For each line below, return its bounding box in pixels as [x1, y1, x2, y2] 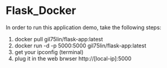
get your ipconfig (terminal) [14, 48, 83, 55]
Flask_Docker [5, 4, 77, 18]
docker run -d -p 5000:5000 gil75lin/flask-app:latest [14, 42, 147, 49]
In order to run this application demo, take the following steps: [5, 24, 162, 31]
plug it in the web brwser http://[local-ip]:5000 [14, 55, 132, 62]
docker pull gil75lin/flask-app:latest [14, 35, 103, 42]
